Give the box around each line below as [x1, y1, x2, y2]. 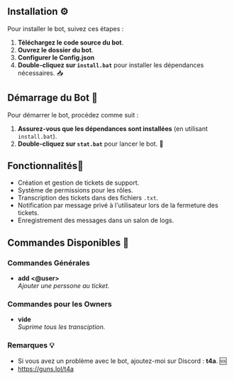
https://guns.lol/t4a [17, 364, 74, 373]
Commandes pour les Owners [7, 299, 112, 309]
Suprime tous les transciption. [17, 323, 106, 331]
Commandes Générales [7, 258, 90, 267]
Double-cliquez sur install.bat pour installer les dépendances [17, 60, 204, 69]
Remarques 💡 [7, 340, 55, 350]
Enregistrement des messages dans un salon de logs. [17, 216, 174, 225]
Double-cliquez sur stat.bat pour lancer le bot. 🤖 [17, 139, 164, 148]
